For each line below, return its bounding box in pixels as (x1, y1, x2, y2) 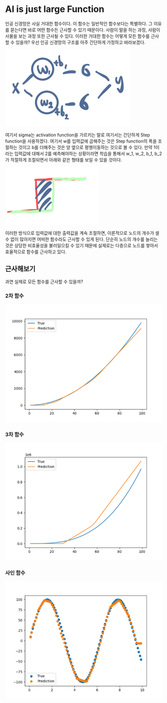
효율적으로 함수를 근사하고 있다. (5, 248, 67, 255)
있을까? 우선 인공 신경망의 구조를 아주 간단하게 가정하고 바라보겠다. (15, 39, 146, 45)
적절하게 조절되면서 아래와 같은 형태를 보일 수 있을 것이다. (10, 157, 122, 163)
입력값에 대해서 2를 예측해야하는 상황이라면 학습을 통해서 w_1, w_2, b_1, (14, 151, 154, 157)
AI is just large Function (5, 3, 105, 15)
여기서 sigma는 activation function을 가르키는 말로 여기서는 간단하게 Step (5, 132, 151, 138)
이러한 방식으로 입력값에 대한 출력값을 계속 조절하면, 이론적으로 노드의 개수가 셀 (5, 230, 160, 236)
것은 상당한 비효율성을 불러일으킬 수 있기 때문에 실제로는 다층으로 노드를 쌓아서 (5, 242, 159, 248)
